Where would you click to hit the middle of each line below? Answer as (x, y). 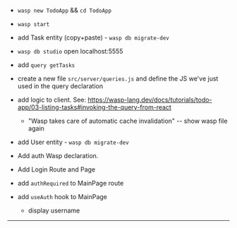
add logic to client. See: (52, 100)
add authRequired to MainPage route (71, 183)
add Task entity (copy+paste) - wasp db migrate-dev (93, 37)
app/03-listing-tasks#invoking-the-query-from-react (94, 107)
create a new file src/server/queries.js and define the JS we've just (118, 78)
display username (54, 210)
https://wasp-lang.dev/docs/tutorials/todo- (150, 100)
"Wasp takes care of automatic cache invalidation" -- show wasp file (128, 121)
